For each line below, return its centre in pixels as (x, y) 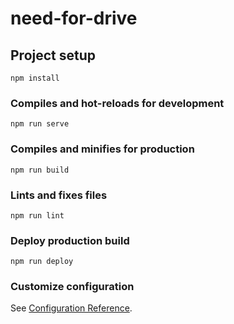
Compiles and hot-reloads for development (117, 103)
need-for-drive (74, 18)
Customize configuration (72, 287)
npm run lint (37, 215)
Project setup (53, 55)
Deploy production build (70, 240)
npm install (35, 78)
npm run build (40, 170)
